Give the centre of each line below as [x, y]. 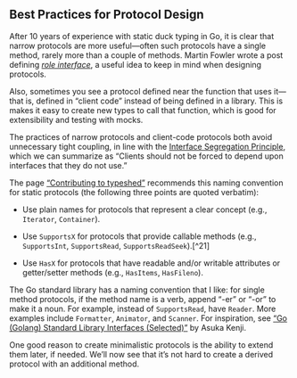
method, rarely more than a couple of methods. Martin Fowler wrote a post [146, 55]
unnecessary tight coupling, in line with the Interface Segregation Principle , [148, 146]
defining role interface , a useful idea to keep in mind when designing [135, 64]
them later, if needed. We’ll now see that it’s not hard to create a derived [141, 354]
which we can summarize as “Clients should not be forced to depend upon [146, 156]
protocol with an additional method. [74, 364]
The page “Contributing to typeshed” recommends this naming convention [146, 183]
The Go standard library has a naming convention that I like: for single [137, 290]
